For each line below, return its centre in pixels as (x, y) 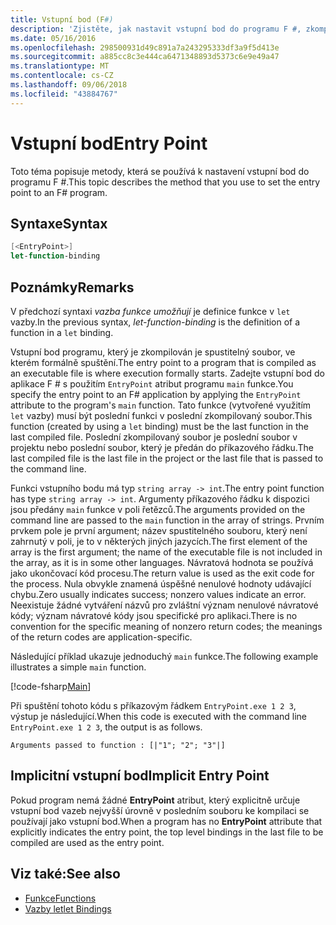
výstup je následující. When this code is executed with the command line (159, 716)
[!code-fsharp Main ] (51, 686)
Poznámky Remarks (72, 287)
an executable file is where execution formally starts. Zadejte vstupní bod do (167, 373)
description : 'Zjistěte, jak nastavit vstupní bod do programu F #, (156, 29)
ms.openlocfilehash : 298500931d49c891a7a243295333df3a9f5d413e (145, 47)
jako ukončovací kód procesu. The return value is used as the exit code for (162, 573)
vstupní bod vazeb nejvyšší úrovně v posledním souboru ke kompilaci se (160, 810)
